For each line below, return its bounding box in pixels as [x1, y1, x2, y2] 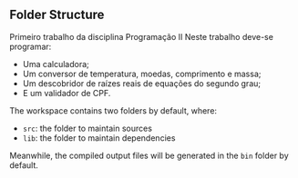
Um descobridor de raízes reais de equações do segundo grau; [22, 77, 262, 89]
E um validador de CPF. [22, 87, 111, 98]
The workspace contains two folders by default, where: [9, 104, 217, 116]
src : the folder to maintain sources [22, 123, 153, 133]
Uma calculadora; [22, 58, 89, 69]
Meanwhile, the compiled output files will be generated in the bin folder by [9, 150, 289, 161]
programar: [9, 41, 52, 52]
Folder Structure [9, 7, 105, 23]
